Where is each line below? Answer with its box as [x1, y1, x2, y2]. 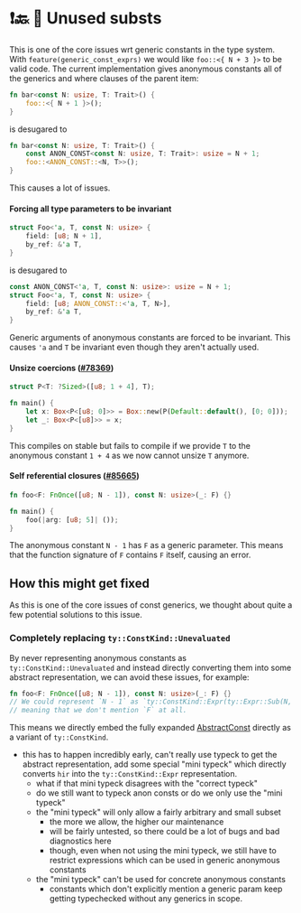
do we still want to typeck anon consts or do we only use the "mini [35, 787, 283, 798]
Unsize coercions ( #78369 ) [9, 362, 114, 373]
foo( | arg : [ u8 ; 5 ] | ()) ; [25, 515, 119, 525]
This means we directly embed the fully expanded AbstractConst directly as [9, 722, 291, 733]
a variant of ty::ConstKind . [9, 731, 109, 742]
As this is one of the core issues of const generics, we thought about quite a [9, 600, 293, 610]
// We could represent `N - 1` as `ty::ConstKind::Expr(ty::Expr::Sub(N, [9, 697, 293, 706]
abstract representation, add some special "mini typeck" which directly [22, 759, 287, 769]
